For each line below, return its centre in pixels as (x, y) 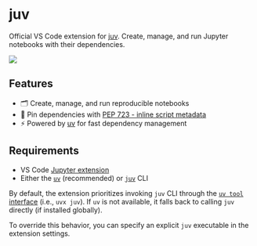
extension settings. (40, 233)
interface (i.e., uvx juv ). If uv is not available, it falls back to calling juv (121, 201)
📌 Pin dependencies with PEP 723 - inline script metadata (113, 114)
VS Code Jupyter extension (65, 169)
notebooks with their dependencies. (67, 44)
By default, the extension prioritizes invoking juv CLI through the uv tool (126, 193)
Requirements (44, 151)
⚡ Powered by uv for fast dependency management (103, 123)
